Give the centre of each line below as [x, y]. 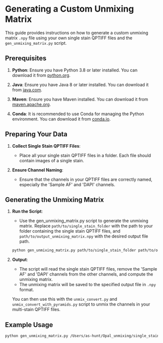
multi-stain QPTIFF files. [36, 309]
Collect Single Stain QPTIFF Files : [46, 146]
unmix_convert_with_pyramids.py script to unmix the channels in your [81, 304]
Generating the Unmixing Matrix [55, 199]
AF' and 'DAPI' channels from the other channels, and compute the [86, 274]
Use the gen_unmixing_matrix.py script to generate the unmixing [84, 221]
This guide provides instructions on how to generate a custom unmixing [77, 33]
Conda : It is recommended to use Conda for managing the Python [78, 114]
